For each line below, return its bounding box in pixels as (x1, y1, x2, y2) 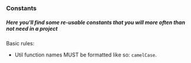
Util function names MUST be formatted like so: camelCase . (14, 51, 157, 58)
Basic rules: (6, 39, 35, 47)
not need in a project (6, 25, 58, 32)
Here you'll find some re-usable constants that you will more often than (6, 19, 186, 26)
